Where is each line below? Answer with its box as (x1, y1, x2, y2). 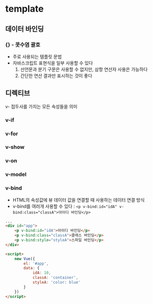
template (5, 3, 44, 15)
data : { (23, 265, 40, 271)
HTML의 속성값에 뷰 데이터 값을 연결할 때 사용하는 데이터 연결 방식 (12, 197, 145, 203)
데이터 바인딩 (5, 24, 44, 33)
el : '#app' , (23, 261, 49, 266)
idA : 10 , (32, 270, 51, 276)
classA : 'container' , (32, 275, 79, 280)
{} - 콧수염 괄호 (5, 41, 41, 48)
